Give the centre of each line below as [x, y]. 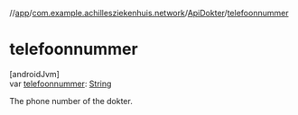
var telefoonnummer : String [61, 84]
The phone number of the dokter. [71, 101]
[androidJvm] [35, 74]
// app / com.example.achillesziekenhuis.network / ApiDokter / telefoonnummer [149, 13]
